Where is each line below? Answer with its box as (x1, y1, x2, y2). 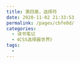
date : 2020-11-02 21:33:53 (6, 14, 75, 20)
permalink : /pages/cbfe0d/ (6, 20, 75, 26)
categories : (6, 25, 36, 32)
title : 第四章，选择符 (6, 8, 58, 15)
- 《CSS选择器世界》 (12, 37, 55, 43)
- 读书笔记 (12, 31, 36, 37)
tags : (6, 43, 20, 49)
